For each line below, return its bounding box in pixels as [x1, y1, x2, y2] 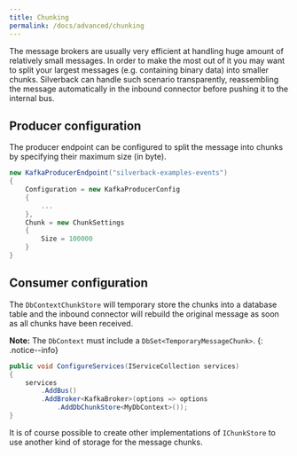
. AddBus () [41, 387, 77, 396]
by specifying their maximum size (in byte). [9, 152, 167, 162]
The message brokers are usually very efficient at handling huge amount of [9, 45, 284, 56]
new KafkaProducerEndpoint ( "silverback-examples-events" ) [9, 169, 228, 177]
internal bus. [9, 92, 55, 103]
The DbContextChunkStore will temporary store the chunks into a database [9, 299, 277, 310]
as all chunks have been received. [9, 318, 134, 328]
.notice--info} [9, 344, 59, 355]
